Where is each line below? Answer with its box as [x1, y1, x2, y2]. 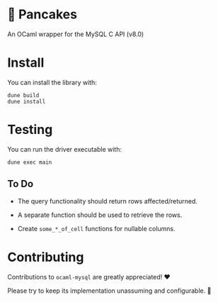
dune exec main [7, 159, 52, 166]
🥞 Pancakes [7, 6, 78, 23]
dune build [7, 91, 40, 99]
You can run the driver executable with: [7, 145, 122, 153]
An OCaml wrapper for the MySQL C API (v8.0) [7, 30, 144, 38]
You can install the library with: [7, 78, 98, 86]
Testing [7, 122, 53, 138]
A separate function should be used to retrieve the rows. [17, 211, 183, 219]
